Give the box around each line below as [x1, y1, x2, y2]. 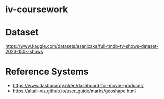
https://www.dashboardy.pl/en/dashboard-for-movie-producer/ [12, 83, 144, 89]
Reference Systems [5, 66, 89, 77]
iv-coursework [5, 4, 68, 15]
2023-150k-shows [5, 49, 43, 55]
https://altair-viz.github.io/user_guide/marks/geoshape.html [12, 88, 136, 94]
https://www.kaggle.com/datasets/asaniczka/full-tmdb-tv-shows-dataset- [5, 43, 159, 49]
